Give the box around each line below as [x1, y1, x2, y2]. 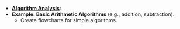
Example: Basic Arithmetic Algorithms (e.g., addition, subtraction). [11, 11, 175, 18]
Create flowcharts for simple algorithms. [20, 17, 117, 23]
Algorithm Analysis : [11, 5, 61, 11]
